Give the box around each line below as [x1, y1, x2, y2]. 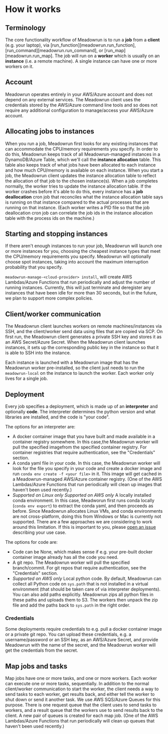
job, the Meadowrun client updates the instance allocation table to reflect [5, 172, 156, 179]
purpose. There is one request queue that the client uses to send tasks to [5, 702, 157, 708]
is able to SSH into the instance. [5, 350, 71, 356]
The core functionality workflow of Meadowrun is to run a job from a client [5, 37, 160, 43]
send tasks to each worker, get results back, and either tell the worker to [5, 691, 155, 697]
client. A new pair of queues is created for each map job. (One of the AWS [5, 712, 158, 718]
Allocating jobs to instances [5, 127, 94, 136]
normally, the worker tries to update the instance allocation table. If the [5, 183, 151, 189]
